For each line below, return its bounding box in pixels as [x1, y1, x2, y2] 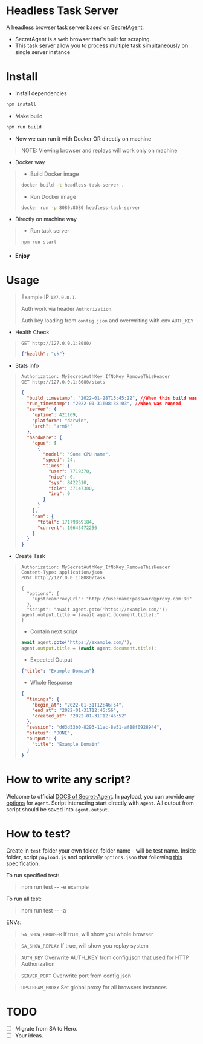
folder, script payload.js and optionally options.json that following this [6, 854, 182, 861]
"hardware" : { [27, 434, 62, 441]
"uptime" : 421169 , [32, 412, 79, 418]
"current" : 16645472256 [37, 525, 98, 531]
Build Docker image [30, 170, 79, 178]
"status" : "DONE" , [27, 730, 73, 736]
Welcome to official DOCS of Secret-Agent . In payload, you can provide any [6, 793, 195, 800]
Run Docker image [30, 193, 77, 200]
